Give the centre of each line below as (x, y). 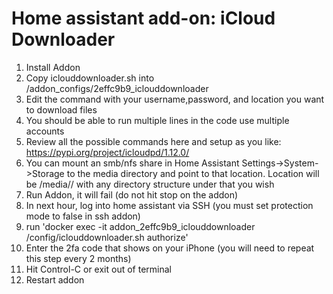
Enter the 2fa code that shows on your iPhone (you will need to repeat (170, 248)
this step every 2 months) (78, 258)
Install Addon (53, 67)
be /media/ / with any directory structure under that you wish (150, 184)
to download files (61, 109)
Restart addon (55, 279)
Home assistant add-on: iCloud (143, 18)
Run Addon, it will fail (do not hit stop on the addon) (132, 194)
